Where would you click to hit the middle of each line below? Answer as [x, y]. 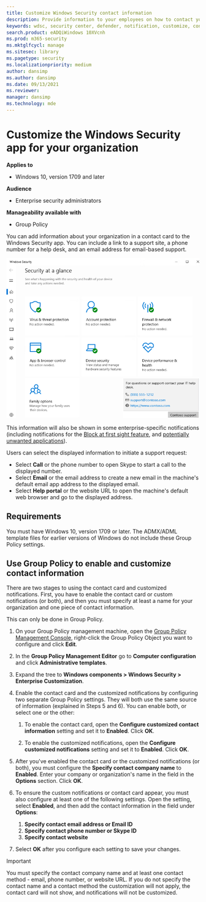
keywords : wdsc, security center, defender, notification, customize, [98, 26]
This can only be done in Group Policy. [55, 620]
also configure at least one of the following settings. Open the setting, [103, 799]
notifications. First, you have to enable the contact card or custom [90, 594]
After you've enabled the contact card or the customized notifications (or [107, 761]
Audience [19, 189]
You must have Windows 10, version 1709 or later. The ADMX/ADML [92, 531]
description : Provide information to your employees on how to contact [100, 19]
